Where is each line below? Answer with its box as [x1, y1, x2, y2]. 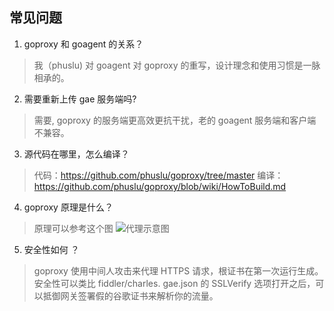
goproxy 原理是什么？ [23, 201, 114, 213]
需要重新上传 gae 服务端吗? [23, 93, 137, 105]
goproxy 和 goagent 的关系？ [23, 38, 144, 50]
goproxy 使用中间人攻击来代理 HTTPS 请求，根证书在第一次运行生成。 [33, 264, 324, 277]
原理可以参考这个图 [33, 222, 114, 234]
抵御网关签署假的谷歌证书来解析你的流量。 [42, 289, 219, 302]
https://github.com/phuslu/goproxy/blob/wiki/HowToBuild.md [33, 180, 287, 192]
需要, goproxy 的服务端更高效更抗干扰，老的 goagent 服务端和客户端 [33, 114, 317, 126]
